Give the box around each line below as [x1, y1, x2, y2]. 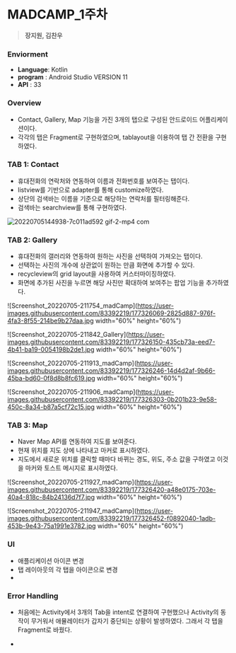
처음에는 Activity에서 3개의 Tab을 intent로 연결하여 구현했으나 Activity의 [17, 608, 219, 616]
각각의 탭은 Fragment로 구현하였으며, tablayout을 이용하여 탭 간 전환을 [17, 132, 214, 141]
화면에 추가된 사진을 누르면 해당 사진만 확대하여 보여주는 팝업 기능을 [17, 279, 205, 287]
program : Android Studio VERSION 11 [17, 73, 129, 81]
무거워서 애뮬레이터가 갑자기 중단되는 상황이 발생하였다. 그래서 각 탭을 [30, 617, 224, 625]
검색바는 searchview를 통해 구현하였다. [17, 203, 127, 212]
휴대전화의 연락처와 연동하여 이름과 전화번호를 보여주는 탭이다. [17, 176, 190, 185]
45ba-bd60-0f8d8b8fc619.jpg [7, 374, 95, 383]
